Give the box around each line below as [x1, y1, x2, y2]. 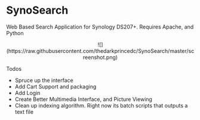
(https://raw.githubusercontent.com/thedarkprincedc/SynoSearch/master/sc [6, 47, 195, 54]
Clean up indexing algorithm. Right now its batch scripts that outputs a [14, 102, 188, 109]
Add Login [14, 89, 41, 96]
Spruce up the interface [14, 77, 73, 84]
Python [6, 29, 24, 36]
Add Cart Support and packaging [14, 83, 97, 90]
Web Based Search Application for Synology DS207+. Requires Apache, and [6, 23, 194, 30]
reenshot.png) [82, 53, 118, 61]
